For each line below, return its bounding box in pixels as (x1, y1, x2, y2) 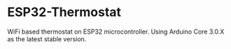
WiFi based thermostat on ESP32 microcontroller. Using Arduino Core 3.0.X (7, 27, 225, 36)
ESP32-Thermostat (7, 4, 121, 20)
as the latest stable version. (7, 34, 87, 43)
